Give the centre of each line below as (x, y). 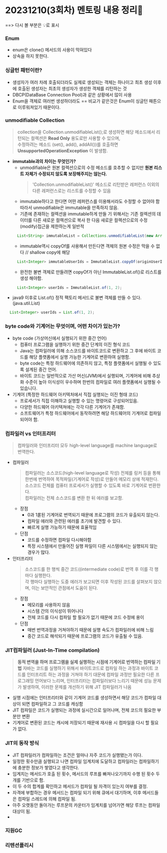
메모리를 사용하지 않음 (49, 604)
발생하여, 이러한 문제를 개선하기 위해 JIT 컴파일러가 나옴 (77, 687)
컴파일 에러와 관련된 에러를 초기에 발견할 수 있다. (75, 521)
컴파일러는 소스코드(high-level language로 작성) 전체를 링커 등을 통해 (93, 472)
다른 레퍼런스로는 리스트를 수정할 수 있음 (72, 190)
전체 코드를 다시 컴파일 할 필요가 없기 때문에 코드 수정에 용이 (86, 617)
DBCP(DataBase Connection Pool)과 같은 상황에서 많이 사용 (72, 94)
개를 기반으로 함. (28, 780)
